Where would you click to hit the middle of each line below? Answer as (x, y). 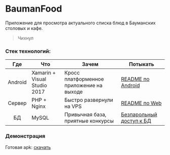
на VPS (73, 106)
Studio (39, 86)
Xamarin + (44, 73)
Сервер (17, 103)
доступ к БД (136, 121)
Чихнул (26, 38)
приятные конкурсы (89, 121)
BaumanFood (34, 9)
